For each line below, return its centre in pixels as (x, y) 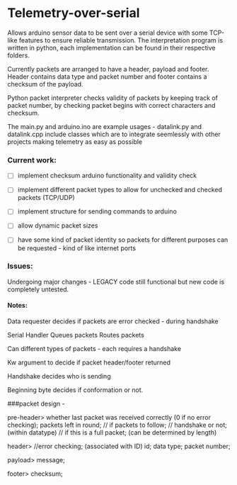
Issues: (20, 266)
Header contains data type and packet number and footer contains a (107, 77)
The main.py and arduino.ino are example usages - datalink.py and (104, 126)
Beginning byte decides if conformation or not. (75, 390)
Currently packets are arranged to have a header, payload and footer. (108, 69)
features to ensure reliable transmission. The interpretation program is (121, 40)
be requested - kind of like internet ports (77, 248)
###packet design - (36, 404)
